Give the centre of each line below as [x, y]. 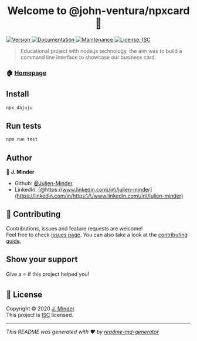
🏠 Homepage [26, 73]
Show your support [42, 260]
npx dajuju [19, 108]
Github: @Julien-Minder [44, 183]
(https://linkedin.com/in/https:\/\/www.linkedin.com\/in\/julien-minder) [99, 196]
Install [18, 94]
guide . [14, 241]
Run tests [24, 126]
